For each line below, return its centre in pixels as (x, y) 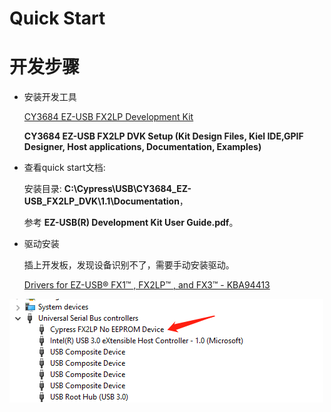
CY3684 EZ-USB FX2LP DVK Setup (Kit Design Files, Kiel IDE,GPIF (163, 136)
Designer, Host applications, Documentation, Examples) (142, 147)
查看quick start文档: (64, 168)
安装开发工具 (50, 97)
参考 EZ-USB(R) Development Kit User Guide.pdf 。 (131, 223)
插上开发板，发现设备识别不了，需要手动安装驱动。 (129, 265)
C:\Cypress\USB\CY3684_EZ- (127, 189)
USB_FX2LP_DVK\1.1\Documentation (101, 201)
